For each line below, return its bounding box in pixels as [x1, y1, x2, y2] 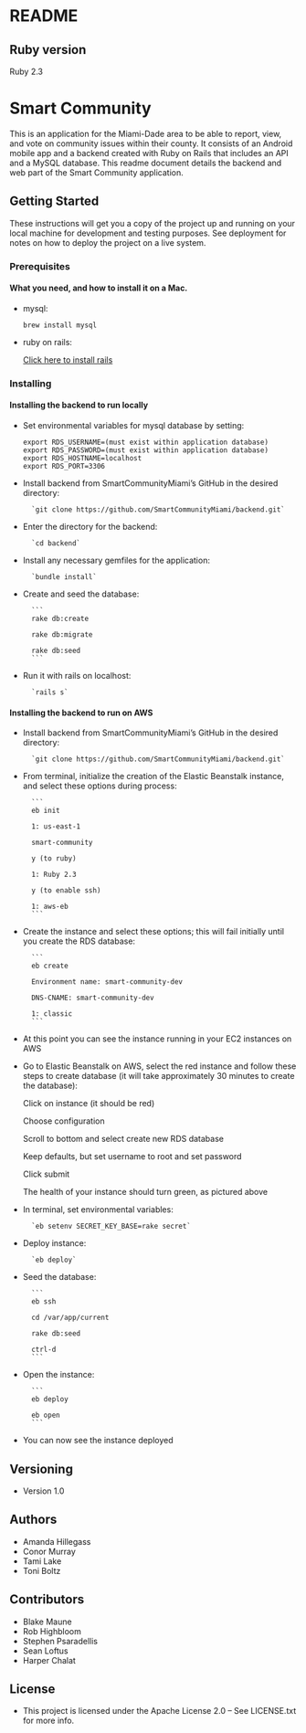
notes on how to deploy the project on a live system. [9, 237, 206, 248]
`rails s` [31, 688, 69, 697]
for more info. [22, 1715, 75, 1727]
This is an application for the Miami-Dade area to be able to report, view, [9, 128, 282, 139]
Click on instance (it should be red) [22, 1098, 155, 1109]
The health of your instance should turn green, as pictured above [22, 1187, 268, 1198]
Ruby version [9, 42, 87, 58]
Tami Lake [22, 1555, 62, 1567]
